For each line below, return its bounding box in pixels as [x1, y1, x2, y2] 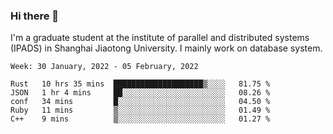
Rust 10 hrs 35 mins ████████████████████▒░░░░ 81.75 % [10, 79, 271, 89]
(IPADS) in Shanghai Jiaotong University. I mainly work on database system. [10, 42, 323, 54]
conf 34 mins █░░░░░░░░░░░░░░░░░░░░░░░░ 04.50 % [10, 97, 271, 107]
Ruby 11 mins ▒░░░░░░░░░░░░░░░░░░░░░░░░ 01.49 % [10, 105, 271, 116]
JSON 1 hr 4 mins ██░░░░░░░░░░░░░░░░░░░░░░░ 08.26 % [10, 88, 271, 98]
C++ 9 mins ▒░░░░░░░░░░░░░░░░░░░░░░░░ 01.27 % [10, 114, 271, 124]
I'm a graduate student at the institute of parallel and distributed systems [10, 32, 310, 44]
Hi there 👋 [10, 9, 60, 23]
